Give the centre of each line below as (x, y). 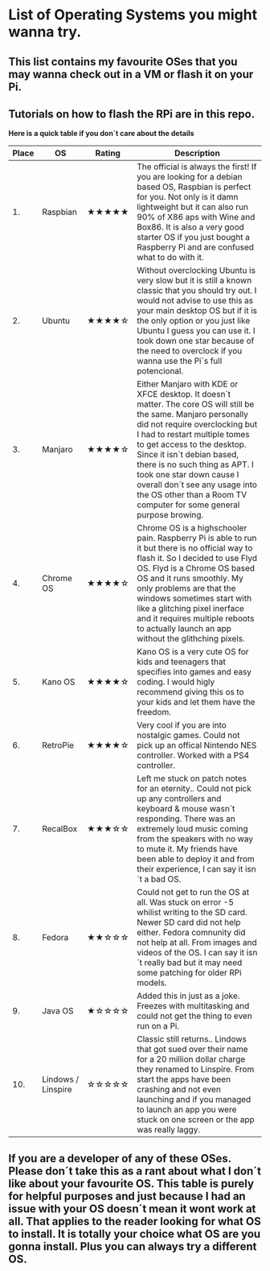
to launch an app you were (186, 1110)
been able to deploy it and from (195, 859)
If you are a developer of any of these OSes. (120, 1158)
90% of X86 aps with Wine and (196, 217)
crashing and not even (178, 1090)
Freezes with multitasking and (193, 1006)
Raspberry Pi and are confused (195, 247)
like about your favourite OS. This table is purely (131, 1184)
